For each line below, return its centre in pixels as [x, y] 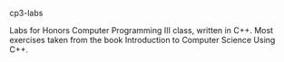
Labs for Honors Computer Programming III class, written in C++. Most [142, 30]
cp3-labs [26, 13]
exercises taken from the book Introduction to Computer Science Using [142, 40]
